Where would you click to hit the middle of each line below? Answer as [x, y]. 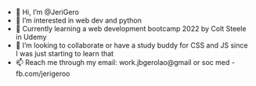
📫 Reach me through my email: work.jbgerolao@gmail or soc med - [125, 62]
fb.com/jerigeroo [43, 73]
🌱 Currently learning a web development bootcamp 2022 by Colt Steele [131, 29]
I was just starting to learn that [65, 54]
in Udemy [31, 37]
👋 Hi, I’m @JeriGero [47, 12]
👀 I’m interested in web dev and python [79, 20]
